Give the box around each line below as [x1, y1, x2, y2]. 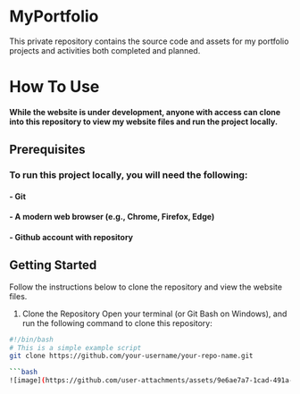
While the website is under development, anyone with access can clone [9, 106, 281, 117]
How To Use [9, 77, 100, 97]
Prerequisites [9, 142, 86, 157]
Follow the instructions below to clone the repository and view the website [9, 281, 283, 292]
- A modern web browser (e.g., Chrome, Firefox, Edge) [9, 212, 215, 222]
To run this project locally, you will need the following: [9, 169, 248, 181]
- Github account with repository [9, 231, 134, 242]
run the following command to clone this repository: [21, 317, 212, 328]
